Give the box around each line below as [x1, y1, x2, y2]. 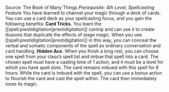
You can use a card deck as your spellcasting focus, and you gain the [5, 15, 152, 21]
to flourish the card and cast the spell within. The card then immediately [5, 76, 157, 81]
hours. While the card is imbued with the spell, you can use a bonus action [5, 70, 162, 76]
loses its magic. [5, 81, 38, 87]
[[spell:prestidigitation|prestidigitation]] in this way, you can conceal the [5, 37, 157, 43]
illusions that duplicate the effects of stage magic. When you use [5, 32, 142, 38]
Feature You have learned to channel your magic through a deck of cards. [5, 10, 161, 16]
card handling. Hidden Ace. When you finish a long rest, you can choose [5, 48, 159, 54]
